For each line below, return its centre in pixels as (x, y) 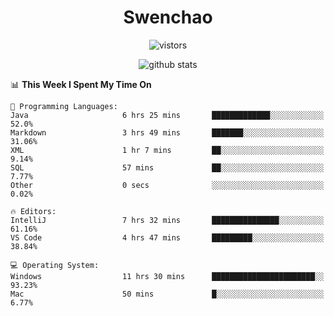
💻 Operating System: (55, 265)
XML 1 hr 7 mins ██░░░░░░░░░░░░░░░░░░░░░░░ (167, 150)
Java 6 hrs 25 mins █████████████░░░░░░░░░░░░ (167, 115)
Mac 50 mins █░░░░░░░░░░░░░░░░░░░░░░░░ (167, 294)
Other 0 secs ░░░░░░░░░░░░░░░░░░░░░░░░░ (167, 185)
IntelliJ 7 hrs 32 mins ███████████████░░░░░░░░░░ (167, 220)
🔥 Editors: (33, 211)
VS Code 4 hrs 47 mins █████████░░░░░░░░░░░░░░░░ (167, 237)
